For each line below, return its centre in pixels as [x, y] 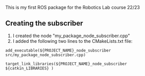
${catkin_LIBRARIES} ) [29, 68]
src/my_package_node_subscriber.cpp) [46, 55]
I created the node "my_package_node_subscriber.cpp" [71, 36]
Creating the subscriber [44, 23]
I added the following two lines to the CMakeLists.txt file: [72, 41]
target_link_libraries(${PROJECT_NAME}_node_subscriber [66, 64]
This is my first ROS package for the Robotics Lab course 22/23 [72, 7]
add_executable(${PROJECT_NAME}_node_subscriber [58, 50]
